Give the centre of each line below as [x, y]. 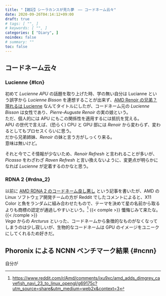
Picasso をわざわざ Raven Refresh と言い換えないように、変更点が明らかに [82, 160]
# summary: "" [20, 42]
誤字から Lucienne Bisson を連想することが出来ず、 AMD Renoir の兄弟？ [83, 100]
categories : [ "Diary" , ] [32, 33]
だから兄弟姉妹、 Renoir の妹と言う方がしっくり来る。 [60, 137]
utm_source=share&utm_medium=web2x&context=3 [66, 289]
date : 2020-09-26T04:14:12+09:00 [40, 14]
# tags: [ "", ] [22, 24]
